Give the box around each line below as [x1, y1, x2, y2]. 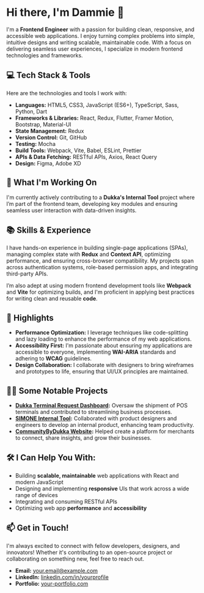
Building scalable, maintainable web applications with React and [15, 471, 179, 479]
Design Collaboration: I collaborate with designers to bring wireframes [15, 362, 194, 369]
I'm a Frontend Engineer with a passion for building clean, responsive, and [6, 26, 195, 33]
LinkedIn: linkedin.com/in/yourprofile [15, 573, 109, 581]
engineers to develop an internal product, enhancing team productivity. [15, 421, 194, 428]
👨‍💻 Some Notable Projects [6, 385, 108, 396]
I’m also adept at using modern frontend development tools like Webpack [6, 282, 192, 289]
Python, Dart [15, 107, 48, 115]
